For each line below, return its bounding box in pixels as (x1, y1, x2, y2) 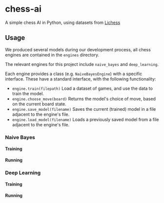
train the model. (12, 90, 44, 96)
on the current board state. (12, 101, 67, 107)
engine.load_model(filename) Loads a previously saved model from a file (12, 116, 159, 122)
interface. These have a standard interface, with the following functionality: (5, 76, 156, 81)
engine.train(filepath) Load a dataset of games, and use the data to (12, 85, 153, 91)
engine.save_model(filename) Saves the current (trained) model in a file (12, 106, 156, 112)
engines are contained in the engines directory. (5, 52, 100, 58)
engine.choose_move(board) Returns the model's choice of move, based (12, 96, 156, 101)
